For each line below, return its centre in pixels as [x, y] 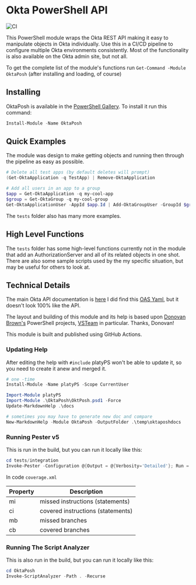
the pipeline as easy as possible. [45, 162]
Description [86, 491]
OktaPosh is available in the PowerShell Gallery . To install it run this [87, 106]
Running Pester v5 [33, 437]
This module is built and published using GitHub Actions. [74, 334]
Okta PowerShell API [57, 10]
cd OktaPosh [20, 571]
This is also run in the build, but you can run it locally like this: [80, 560]
